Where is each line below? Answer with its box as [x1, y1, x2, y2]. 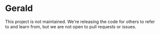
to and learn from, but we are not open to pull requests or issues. [5, 23, 136, 29]
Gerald [5, 3, 33, 14]
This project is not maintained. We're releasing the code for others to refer [5, 19, 155, 24]
